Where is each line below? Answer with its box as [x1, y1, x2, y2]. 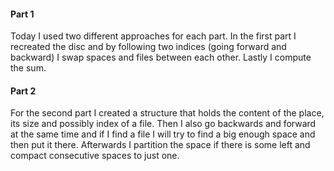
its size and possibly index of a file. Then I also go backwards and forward [10, 118, 317, 130]
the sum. [10, 62, 47, 74]
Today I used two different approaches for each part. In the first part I [10, 30, 297, 42]
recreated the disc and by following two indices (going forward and [10, 41, 287, 53]
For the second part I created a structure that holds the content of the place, [10, 107, 325, 119]
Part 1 [10, 8, 35, 20]
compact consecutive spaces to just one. [10, 150, 180, 162]
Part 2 [10, 85, 37, 97]
